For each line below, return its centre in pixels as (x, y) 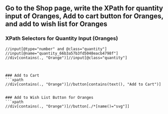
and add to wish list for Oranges (56, 24)
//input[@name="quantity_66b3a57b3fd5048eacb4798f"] (62, 53)
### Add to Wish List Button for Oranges (49, 97)
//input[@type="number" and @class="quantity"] (56, 49)
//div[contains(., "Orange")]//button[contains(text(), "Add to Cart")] (83, 84)
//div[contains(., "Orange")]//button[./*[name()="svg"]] (67, 106)
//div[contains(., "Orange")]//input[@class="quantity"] (66, 58)
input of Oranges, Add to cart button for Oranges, (85, 16)
